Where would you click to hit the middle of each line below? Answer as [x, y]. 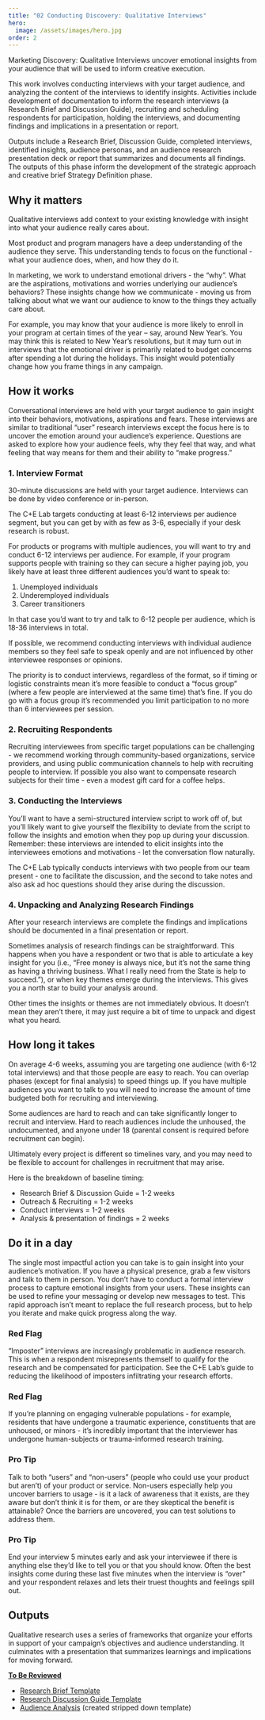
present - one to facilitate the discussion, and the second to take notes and [131, 875]
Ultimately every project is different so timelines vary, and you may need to [130, 1154]
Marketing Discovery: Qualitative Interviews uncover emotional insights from [132, 60]
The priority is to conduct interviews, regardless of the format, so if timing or [133, 676]
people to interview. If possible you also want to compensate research [122, 772]
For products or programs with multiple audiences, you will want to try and [129, 546]
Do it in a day [40, 1243]
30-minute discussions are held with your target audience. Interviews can [128, 490]
